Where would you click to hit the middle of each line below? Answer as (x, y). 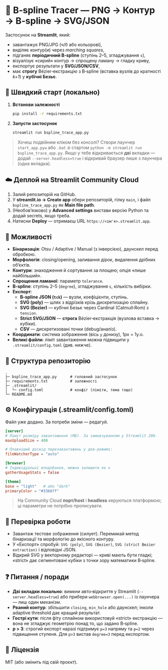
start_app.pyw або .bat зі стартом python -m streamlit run (80, 147)
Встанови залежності (36, 104)
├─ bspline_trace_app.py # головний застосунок (61, 377)
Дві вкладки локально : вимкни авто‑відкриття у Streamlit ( (75, 591)
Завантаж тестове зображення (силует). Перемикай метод (75, 534)
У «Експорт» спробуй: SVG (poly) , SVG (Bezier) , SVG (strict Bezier (84, 544)
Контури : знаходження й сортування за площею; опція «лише (79, 270)
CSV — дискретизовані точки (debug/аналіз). (68, 329)
